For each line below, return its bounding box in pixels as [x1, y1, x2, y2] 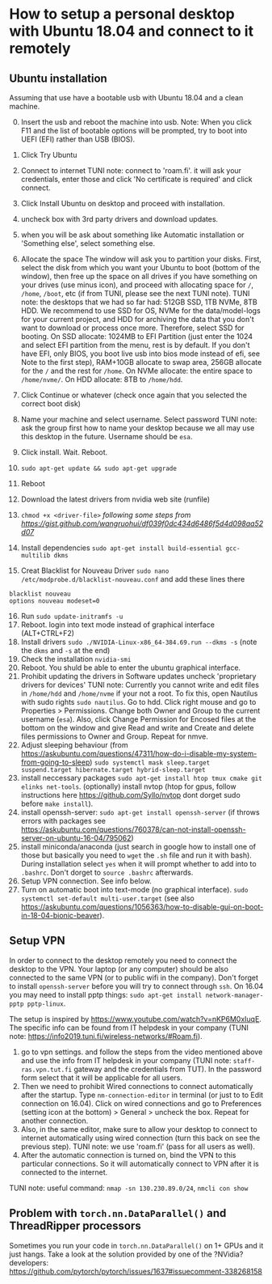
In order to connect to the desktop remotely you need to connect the [9, 956, 237, 965]
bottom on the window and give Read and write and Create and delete [20, 723, 254, 732]
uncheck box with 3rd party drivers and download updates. [20, 214, 219, 223]
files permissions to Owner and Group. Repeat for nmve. [20, 731, 208, 741]
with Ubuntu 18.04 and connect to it [9, 22, 253, 40]
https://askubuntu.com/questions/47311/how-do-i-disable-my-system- [20, 749, 257, 758]
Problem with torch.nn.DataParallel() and [9, 1206, 227, 1220]
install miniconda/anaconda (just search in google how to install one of [20, 842, 257, 851]
